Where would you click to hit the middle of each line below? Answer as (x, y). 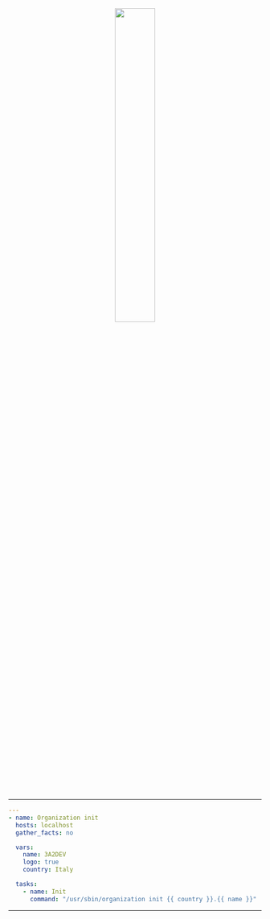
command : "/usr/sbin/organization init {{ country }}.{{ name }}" (143, 899)
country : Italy (48, 870)
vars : (25, 847)
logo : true (41, 862)
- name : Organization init (53, 818)
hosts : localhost (45, 825)
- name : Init (45, 892)
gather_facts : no (45, 833)
